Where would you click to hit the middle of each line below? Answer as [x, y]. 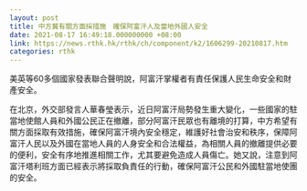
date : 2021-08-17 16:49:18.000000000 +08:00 [95, 35]
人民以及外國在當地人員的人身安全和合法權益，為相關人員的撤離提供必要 [161, 144]
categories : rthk [42, 52]
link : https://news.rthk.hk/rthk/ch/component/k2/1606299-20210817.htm [148, 43]
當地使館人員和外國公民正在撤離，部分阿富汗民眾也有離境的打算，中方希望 [149, 121]
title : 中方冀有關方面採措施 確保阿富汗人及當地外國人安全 [109, 26]
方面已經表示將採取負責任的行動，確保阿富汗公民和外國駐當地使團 [173, 166]
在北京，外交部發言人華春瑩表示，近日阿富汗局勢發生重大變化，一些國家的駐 [153, 109]
